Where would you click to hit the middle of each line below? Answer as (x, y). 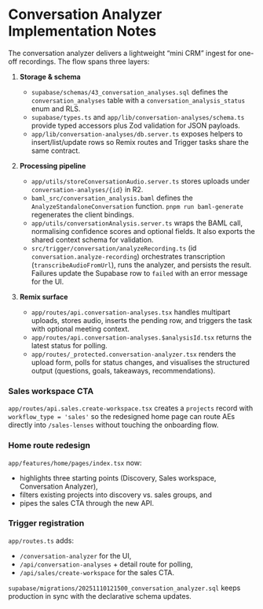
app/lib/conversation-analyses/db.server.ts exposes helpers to (137, 134)
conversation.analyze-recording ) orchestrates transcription (128, 256)
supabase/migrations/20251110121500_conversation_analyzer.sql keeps (124, 588)
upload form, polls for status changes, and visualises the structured (140, 362)
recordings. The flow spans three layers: (84, 61)
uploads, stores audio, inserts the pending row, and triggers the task (142, 320)
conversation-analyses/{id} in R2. (87, 189)
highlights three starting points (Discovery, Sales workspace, (118, 477)
